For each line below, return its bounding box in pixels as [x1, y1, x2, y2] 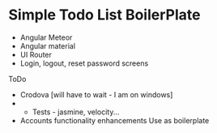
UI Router [19, 49, 53, 59]
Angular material [19, 41, 75, 50]
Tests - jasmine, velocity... [32, 107, 120, 117]
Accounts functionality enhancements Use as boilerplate [19, 115, 210, 125]
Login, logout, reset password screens [19, 58, 149, 68]
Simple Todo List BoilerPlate [8, 6, 201, 24]
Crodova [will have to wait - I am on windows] [19, 89, 173, 99]
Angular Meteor [19, 32, 73, 42]
